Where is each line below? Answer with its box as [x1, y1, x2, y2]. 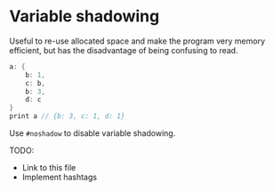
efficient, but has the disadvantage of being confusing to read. [9, 44, 238, 55]
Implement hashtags [21, 171, 98, 183]
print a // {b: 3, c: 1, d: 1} [9, 112, 125, 121]
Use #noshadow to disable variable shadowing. [9, 128, 176, 139]
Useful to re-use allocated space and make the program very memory [9, 36, 265, 46]
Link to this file [21, 163, 77, 173]
